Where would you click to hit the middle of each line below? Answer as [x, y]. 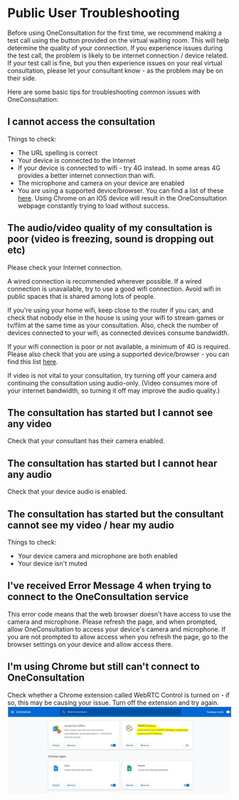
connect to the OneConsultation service [98, 597]
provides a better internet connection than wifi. [86, 175]
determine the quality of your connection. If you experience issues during [115, 48]
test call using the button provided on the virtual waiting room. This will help [118, 40]
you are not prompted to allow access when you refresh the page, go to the [118, 636]
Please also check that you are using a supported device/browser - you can [118, 354]
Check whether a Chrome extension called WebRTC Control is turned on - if [118, 695]
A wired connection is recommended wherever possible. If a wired [105, 281]
